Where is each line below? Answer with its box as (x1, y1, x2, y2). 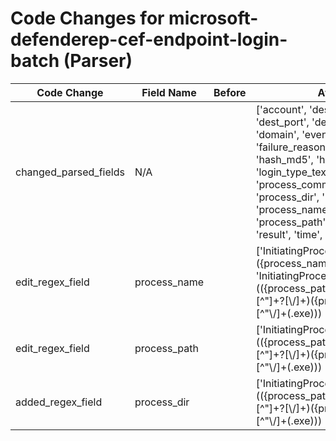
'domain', (255, 127, 300, 141)
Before (213, 85, 247, 99)
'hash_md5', (255, 152, 314, 166)
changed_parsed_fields (15, 165, 125, 179)
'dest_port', (255, 115, 310, 129)
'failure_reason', (255, 140, 332, 154)
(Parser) (63, 50, 133, 72)
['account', (255, 102, 307, 116)
